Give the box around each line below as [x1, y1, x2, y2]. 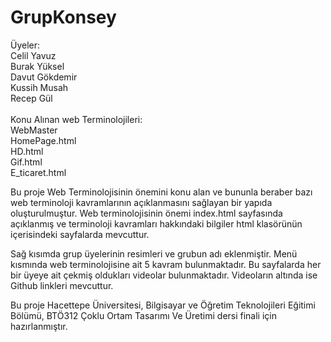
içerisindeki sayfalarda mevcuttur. [10, 228, 150, 240]
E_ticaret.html [10, 166, 67, 178]
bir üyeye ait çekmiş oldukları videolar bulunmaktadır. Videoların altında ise [10, 269, 318, 281]
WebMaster [10, 124, 58, 136]
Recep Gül [10, 92, 53, 104]
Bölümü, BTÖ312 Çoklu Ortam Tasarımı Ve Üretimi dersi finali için [10, 309, 278, 321]
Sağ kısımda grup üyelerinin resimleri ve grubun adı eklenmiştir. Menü [10, 247, 298, 260]
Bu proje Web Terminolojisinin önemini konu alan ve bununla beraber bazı [10, 186, 313, 198]
